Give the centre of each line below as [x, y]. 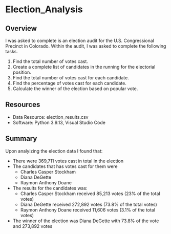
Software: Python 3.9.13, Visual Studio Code [59, 122]
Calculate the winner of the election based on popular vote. [75, 89]
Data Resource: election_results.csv [50, 117]
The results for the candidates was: [50, 188]
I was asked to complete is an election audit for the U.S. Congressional [80, 40]
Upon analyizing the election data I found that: [54, 151]
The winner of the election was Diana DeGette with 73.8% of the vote [86, 221]
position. [22, 72]
